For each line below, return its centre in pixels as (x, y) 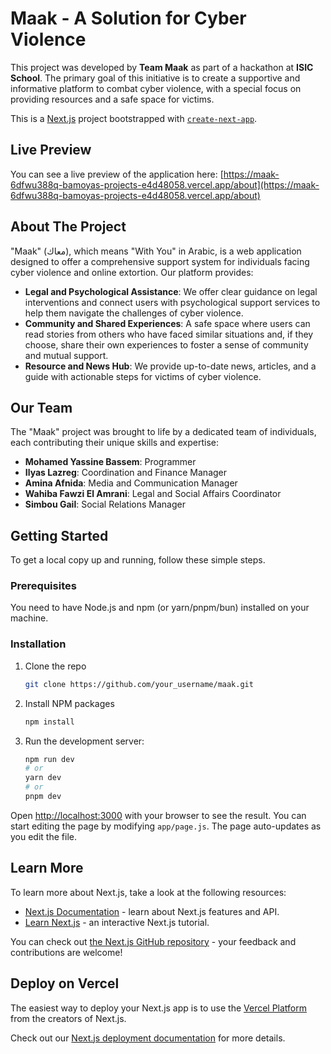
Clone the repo (55, 666)
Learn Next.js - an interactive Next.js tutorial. (117, 922)
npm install (49, 722)
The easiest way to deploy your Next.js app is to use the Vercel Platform (159, 1008)
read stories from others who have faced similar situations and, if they (169, 334)
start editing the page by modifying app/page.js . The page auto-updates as (166, 826)
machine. (29, 618)
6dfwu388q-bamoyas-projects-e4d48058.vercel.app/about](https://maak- (165, 184)
